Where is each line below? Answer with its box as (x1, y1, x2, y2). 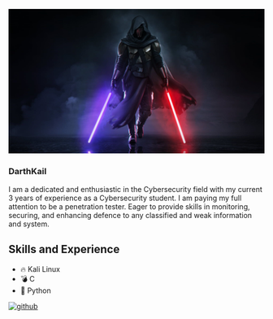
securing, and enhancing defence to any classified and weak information (8, 210, 253, 220)
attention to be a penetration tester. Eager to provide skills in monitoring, (8, 201, 250, 212)
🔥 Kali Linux (19, 264, 61, 273)
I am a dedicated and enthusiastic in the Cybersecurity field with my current (8, 184, 262, 194)
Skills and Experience (8, 243, 120, 256)
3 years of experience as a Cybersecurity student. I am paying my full (8, 193, 242, 203)
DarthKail (8, 166, 47, 177)
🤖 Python (19, 286, 51, 295)
